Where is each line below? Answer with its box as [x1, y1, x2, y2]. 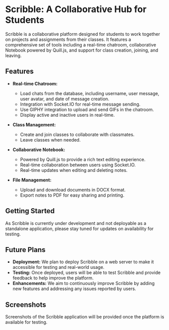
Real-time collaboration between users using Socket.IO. [20, 162, 136, 168]
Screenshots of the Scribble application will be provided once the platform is [5, 314, 164, 320]
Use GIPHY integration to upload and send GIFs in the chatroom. [20, 106, 154, 112]
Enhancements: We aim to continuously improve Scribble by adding [12, 280, 155, 287]
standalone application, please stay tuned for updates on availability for [5, 225, 154, 231]
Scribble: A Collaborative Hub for [5, 4, 147, 15]
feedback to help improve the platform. [12, 275, 94, 281]
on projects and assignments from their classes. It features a [5, 36, 131, 42]
